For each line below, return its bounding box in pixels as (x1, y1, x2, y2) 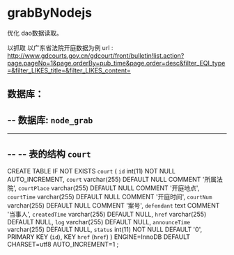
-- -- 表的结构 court (7, 148, 91, 160)
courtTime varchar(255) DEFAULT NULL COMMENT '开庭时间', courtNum (7, 192, 212, 201)
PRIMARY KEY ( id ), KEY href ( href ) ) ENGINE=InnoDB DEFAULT (7, 232, 190, 241)
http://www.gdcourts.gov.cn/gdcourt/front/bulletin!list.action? (7, 51, 185, 60)
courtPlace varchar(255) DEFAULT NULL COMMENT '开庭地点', (18, 183, 200, 192)
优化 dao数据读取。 (7, 29, 63, 37)
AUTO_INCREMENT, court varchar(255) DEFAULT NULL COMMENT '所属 (7, 175, 217, 183)
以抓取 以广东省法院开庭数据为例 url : (7, 43, 114, 52)
